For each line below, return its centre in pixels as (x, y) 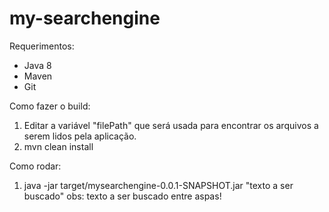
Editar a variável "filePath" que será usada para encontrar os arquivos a (171, 125)
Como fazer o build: (50, 106)
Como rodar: (35, 166)
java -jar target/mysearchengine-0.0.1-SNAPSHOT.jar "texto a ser (158, 185)
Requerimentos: (42, 46)
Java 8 (37, 65)
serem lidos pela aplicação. (80, 136)
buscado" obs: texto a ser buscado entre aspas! (122, 196)
